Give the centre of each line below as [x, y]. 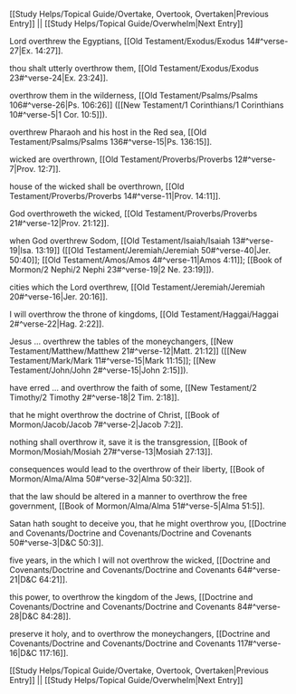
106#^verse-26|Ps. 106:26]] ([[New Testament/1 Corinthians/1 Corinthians [147, 105]
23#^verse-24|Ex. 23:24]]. [59, 78]
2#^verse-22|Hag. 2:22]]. [57, 324]
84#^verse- [259, 607]
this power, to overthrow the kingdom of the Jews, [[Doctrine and [131, 597]
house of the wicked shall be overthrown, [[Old [97, 186]
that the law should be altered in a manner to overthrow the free [129, 496]
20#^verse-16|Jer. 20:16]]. [59, 297]
